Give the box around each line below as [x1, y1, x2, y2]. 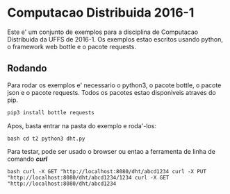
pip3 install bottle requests [7, 109, 95, 116]
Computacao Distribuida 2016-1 [7, 5, 195, 21]
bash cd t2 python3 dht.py [7, 135, 85, 142]
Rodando [7, 62, 47, 74]
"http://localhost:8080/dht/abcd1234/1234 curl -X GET [7, 174, 170, 181]
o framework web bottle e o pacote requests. [7, 42, 137, 51]
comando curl [7, 155, 48, 163]
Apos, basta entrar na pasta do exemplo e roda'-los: [7, 121, 156, 130]
